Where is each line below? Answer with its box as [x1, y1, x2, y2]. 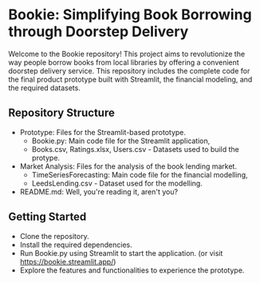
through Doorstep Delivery [8, 22, 189, 41]
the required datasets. [8, 82, 81, 93]
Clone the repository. [19, 231, 89, 241]
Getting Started [8, 210, 87, 224]
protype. [31, 153, 61, 162]
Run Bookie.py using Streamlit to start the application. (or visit [19, 248, 223, 257]
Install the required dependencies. [19, 240, 133, 249]
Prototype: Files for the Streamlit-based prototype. [19, 127, 186, 137]
